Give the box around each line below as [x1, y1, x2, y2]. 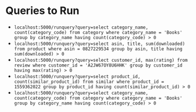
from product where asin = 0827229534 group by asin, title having [13, 45, 183, 52]
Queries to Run [5, 4, 80, 17]
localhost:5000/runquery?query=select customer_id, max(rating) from [13, 57, 188, 63]
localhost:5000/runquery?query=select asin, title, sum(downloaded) [13, 41, 185, 47]
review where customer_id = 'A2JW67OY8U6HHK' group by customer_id [13, 62, 183, 68]
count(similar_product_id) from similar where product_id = [13, 79, 164, 85]
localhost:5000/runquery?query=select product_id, [13, 73, 141, 79]
